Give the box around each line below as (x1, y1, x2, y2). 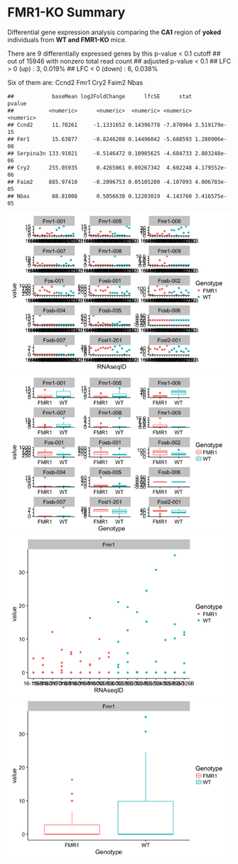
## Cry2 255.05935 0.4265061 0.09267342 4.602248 (7, 164, 193, 171)
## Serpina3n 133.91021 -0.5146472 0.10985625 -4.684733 (7, 150, 193, 157)
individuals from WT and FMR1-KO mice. (7, 35, 127, 43)
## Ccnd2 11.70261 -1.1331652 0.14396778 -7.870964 (7, 121, 193, 128)
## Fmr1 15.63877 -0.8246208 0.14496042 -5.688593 (7, 135, 193, 143)
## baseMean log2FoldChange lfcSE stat (7, 93, 193, 100)
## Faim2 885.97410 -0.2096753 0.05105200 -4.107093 (7, 178, 193, 185)
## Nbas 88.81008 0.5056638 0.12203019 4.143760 (7, 192, 193, 200)
